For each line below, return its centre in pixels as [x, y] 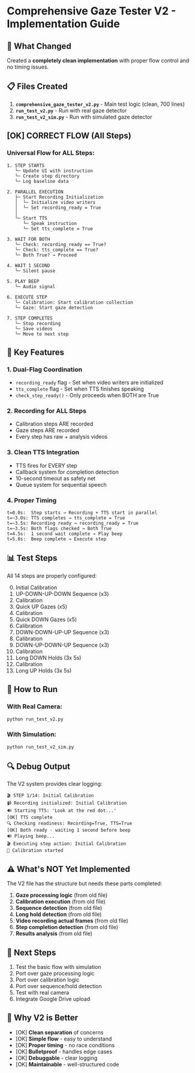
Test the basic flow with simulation [58, 967]
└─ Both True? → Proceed [46, 255]
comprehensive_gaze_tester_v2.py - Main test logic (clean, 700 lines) [100, 104]
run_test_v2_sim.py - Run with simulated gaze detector [84, 117]
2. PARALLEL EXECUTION [35, 192]
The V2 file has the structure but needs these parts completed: [85, 883]
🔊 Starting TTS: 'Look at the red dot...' [62, 811]
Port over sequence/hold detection [58, 986]
